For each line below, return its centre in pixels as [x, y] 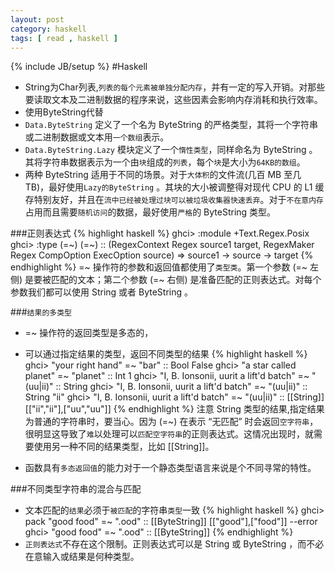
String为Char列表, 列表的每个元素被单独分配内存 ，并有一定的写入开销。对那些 [175, 87]
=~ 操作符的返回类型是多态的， [89, 333]
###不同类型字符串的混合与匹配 [76, 489]
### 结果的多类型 [41, 312]
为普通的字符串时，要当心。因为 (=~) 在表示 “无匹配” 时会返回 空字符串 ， [171, 422]
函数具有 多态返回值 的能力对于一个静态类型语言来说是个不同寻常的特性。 [170, 468]
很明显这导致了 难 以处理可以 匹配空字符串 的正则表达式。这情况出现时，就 [169, 434]
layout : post [37, 19]
